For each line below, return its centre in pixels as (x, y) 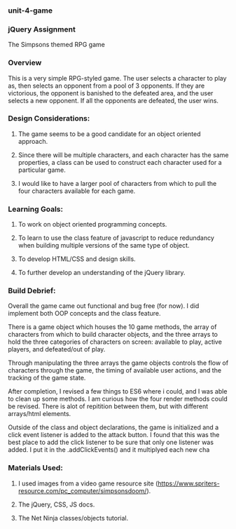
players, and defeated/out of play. (57, 349)
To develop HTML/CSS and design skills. (77, 259)
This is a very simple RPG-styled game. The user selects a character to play (117, 78)
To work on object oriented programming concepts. (92, 225)
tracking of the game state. (47, 378)
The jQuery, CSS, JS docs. (56, 504)
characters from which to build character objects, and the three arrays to (113, 335)
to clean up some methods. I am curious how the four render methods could (118, 399)
